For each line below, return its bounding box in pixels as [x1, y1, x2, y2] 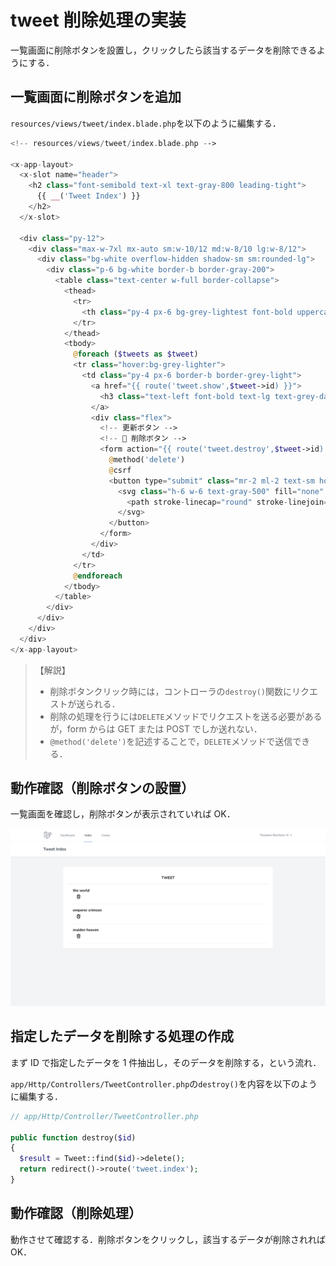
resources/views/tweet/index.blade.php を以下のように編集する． [10, 117, 282, 129]
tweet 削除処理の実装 [10, 9, 187, 32]
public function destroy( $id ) [10, 1132, 137, 1143]
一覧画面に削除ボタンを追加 [10, 89, 182, 106]
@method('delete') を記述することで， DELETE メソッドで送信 [49, 735, 293, 747]
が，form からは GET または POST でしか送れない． [49, 722, 263, 735]
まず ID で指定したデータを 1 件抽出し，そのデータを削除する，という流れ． [10, 1056, 322, 1068]
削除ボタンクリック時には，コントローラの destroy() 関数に [49, 685, 293, 697]
